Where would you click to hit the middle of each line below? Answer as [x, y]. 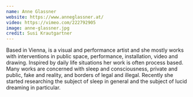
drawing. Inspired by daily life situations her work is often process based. [95, 63]
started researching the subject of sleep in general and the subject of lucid [96, 81]
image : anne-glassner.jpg [38, 28]
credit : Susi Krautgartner [39, 34]
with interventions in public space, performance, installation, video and [92, 56]
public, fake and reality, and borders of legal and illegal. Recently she [90, 75]
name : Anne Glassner [31, 11]
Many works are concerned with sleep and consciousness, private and [92, 69]
